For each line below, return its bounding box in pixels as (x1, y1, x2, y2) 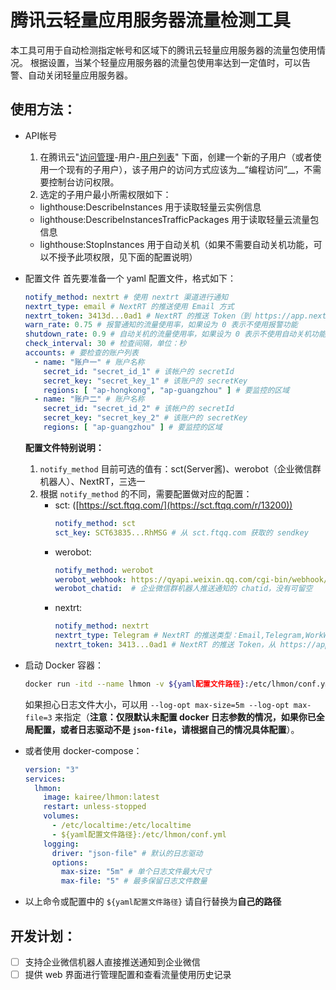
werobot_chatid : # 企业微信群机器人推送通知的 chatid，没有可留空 (54, 584, 313, 594)
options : (51, 857, 89, 868)
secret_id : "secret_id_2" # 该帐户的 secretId (43, 404, 235, 414)
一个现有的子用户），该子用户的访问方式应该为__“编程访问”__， (48, 163, 305, 175)
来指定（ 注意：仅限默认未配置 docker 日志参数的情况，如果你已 (54, 711, 317, 723)
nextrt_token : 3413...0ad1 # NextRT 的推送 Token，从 (54, 640, 277, 650)
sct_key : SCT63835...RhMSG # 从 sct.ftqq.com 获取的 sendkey (54, 527, 309, 538)
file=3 (24, 712, 53, 723)
